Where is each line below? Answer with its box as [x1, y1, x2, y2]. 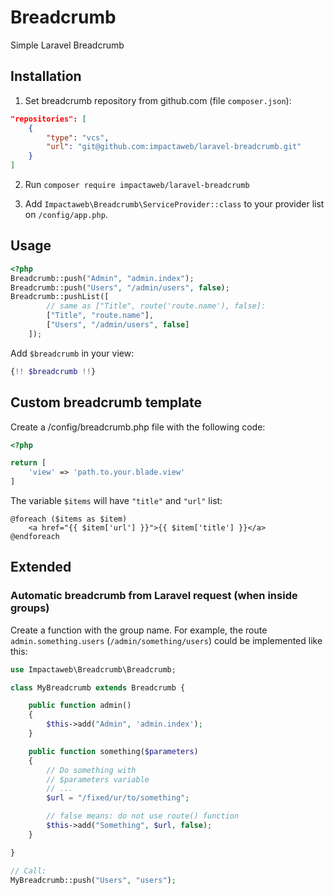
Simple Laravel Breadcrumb [10, 39, 125, 51]
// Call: [10, 866, 47, 876]
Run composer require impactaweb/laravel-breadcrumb [24, 179, 250, 190]
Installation [10, 68, 82, 85]
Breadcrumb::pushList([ [10, 292, 110, 302]
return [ [10, 458, 47, 468]
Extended [10, 559, 72, 576]
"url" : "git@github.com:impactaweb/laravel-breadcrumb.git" [46, 142, 302, 152]
